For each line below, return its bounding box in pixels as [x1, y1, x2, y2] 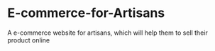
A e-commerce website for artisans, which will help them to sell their [7, 28, 208, 37]
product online [7, 35, 50, 44]
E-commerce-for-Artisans [7, 5, 165, 21]
